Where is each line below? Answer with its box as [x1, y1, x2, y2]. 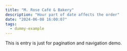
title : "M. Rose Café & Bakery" [5, 7, 74, 13]
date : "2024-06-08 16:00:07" [5, 17, 67, 22]
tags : [5, 21, 17, 27]
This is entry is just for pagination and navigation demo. [5, 40, 122, 46]
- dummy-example [10, 26, 44, 31]
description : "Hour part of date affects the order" [5, 12, 120, 17]
